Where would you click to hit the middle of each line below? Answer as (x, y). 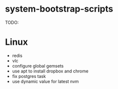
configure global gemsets (38, 66)
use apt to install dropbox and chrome (50, 71)
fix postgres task (29, 76)
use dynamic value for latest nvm (45, 81)
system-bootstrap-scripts (59, 9)
